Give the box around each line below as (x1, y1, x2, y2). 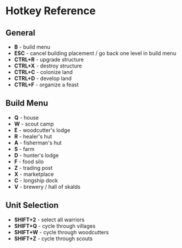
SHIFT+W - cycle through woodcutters (14, 228, 109, 236)
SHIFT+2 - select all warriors (14, 216, 85, 223)
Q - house (14, 114, 39, 121)
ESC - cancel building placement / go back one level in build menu (14, 50, 177, 57)
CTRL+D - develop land (14, 75, 72, 82)
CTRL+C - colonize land (14, 69, 73, 75)
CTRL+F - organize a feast (14, 81, 79, 88)
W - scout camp (14, 120, 54, 127)
